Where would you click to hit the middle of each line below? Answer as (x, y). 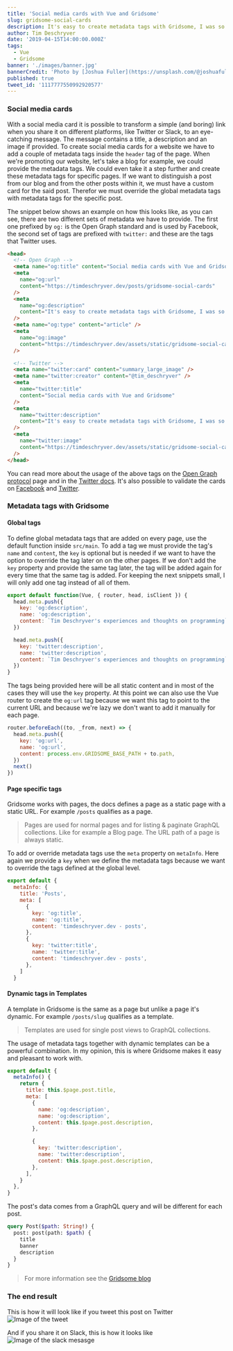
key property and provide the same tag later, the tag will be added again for (114, 568)
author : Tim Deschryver (42, 33)
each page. (23, 715)
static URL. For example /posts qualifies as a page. (80, 812)
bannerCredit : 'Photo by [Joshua (55, 72)
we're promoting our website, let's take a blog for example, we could (105, 161)
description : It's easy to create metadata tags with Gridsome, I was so (116, 26)
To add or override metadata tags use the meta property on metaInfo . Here (113, 853)
